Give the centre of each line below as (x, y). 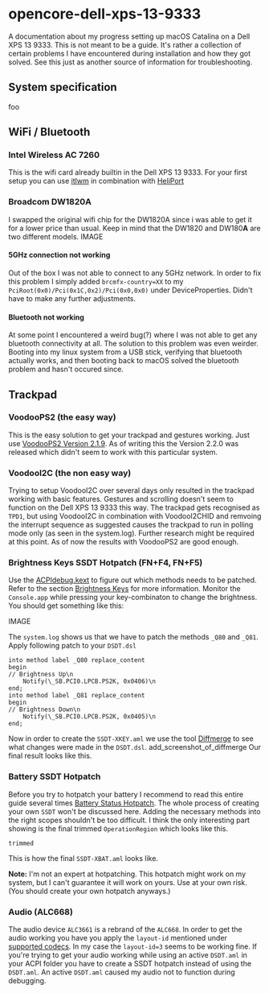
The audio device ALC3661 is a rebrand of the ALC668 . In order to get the (125, 929)
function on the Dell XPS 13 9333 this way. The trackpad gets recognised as (134, 507)
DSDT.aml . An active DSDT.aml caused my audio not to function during (122, 972)
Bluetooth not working (46, 317)
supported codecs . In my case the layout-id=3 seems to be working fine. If (132, 946)
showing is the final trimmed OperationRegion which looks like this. (118, 828)
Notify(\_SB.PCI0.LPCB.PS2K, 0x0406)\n (90, 681)
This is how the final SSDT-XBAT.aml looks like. (84, 858)
